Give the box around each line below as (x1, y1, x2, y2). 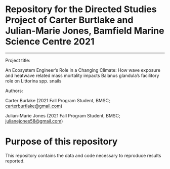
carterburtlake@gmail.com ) (5, 103, 63, 109)
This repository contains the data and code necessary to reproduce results (5, 152, 161, 158)
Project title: (5, 57, 30, 63)
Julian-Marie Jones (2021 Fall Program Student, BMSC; (5, 112, 120, 118)
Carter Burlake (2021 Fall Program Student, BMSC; (5, 97, 110, 103)
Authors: (5, 88, 23, 94)
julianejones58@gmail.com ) (5, 118, 63, 124)
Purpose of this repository (5, 136, 118, 147)
